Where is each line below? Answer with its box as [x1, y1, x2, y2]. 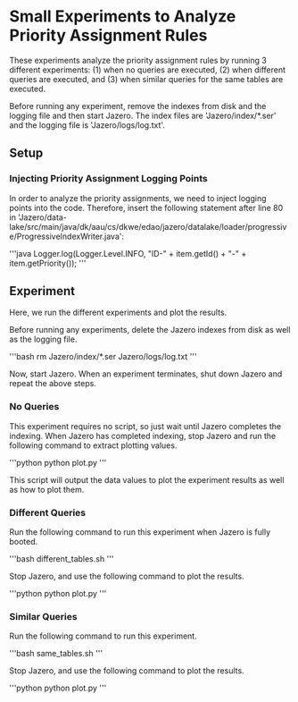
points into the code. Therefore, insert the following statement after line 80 [9, 202, 284, 213]
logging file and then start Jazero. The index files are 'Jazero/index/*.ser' [9, 110, 277, 121]
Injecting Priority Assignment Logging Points [9, 173, 208, 185]
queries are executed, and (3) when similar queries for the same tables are [9, 73, 284, 84]
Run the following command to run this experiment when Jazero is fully [9, 527, 271, 537]
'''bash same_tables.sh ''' [9, 648, 103, 659]
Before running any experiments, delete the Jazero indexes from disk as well [9, 325, 291, 335]
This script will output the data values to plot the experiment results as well [9, 474, 285, 485]
